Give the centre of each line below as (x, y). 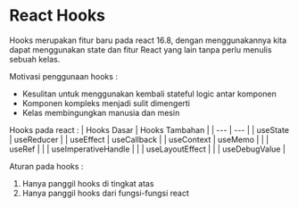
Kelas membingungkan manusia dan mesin (101, 112)
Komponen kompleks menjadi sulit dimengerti (106, 103)
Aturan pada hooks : (46, 166)
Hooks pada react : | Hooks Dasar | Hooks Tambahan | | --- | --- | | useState (149, 129)
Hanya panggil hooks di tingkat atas (88, 183)
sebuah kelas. (35, 59)
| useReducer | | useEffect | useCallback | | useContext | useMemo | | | (139, 139)
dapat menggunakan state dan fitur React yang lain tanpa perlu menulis (141, 49)
